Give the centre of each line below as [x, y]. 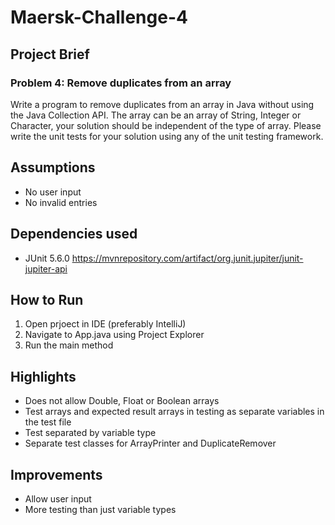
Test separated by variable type [90, 433]
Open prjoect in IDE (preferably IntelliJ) [105, 324]
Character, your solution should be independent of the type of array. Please [166, 125]
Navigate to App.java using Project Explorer [114, 335]
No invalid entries [61, 202]
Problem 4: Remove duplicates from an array [121, 83]
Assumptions [53, 167]
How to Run [47, 299]
